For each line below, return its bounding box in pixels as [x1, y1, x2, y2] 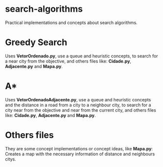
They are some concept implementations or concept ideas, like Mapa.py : [5, 145, 153, 151]
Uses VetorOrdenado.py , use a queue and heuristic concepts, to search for [5, 53, 158, 59]
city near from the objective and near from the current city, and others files [5, 107, 157, 113]
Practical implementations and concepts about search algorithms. [5, 20, 138, 25]
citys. [5, 156, 16, 162]
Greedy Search [5, 37, 68, 48]
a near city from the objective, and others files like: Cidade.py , [5, 58, 131, 64]
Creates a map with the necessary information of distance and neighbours [5, 151, 155, 157]
